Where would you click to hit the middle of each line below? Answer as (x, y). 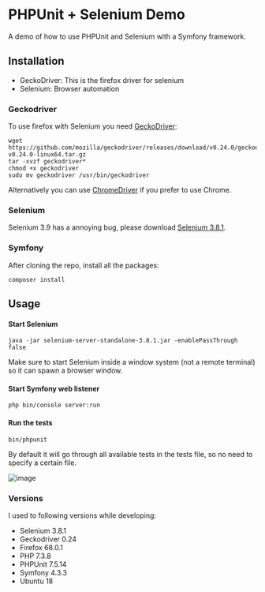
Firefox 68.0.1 (41, 547)
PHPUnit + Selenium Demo (97, 15)
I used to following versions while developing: (82, 515)
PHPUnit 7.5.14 (43, 564)
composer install (37, 279)
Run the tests (30, 423)
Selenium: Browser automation (69, 88)
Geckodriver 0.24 (48, 539)
